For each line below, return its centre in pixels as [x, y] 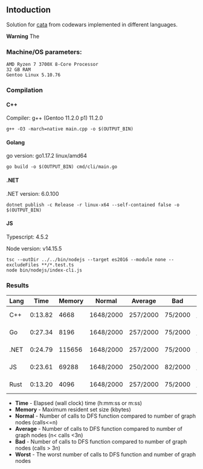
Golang [16, 142]
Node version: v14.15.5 [34, 248]
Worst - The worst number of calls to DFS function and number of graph [105, 454]
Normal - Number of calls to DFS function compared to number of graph [105, 416]
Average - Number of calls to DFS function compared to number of [98, 429]
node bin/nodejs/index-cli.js [44, 270]
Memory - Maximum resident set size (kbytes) [73, 410]
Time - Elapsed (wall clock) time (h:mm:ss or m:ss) [79, 403]
